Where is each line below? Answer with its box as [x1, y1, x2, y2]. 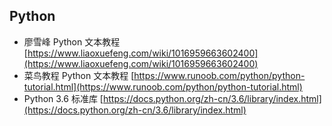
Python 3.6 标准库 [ [23, 92, 104, 104]
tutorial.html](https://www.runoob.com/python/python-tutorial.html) [23, 80, 303, 93]
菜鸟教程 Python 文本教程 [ [23, 69, 135, 81]
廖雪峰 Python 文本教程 [23, 35, 121, 48]
